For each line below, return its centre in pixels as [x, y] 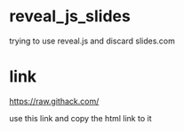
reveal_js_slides [70, 16]
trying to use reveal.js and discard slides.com [92, 41]
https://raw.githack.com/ [54, 101]
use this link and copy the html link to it [80, 118]
